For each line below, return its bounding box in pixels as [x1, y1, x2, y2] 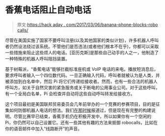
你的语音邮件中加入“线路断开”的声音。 [5, 126, 82, 132]
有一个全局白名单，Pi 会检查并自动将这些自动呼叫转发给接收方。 [5, 90, 135, 96]
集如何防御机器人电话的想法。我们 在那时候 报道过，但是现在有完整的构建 [5, 107, 151, 113]
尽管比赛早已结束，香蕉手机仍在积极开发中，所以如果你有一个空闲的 [13, 113, 151, 119]
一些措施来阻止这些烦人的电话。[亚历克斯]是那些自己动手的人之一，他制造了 [5, 50, 159, 55]
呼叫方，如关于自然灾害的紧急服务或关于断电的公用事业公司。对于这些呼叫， [5, 84, 160, 90]
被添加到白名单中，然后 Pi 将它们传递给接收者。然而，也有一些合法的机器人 [5, 78, 158, 84]
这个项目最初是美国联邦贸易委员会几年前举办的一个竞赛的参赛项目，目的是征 [5, 101, 160, 107]
